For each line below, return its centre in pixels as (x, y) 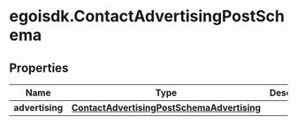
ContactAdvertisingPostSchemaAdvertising (166, 108)
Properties (39, 68)
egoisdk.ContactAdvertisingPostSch (147, 16)
